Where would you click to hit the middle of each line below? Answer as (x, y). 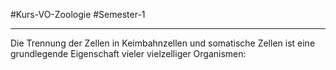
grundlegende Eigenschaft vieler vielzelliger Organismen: (128, 53)
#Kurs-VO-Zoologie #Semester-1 (78, 14)
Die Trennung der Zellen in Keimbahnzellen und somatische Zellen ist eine (163, 43)
